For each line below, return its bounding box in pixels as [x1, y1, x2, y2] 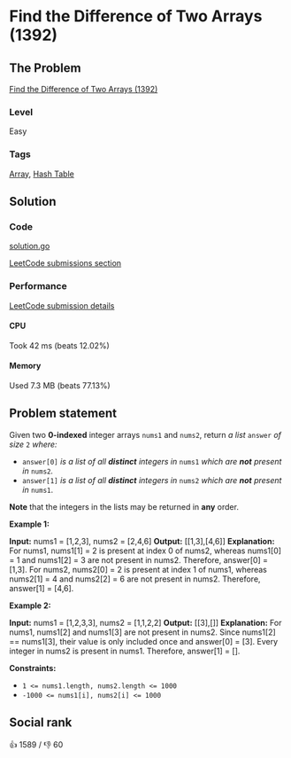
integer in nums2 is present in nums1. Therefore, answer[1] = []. [9, 645, 241, 656]
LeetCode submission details [9, 300, 115, 311]
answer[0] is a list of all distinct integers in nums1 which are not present [21, 456, 282, 466]
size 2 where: [9, 439, 57, 449]
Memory [9, 361, 42, 371]
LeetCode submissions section [9, 258, 122, 269]
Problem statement [9, 406, 118, 421]
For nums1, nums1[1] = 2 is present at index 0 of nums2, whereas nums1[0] [9, 545, 281, 556]
